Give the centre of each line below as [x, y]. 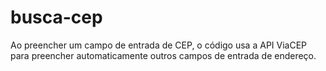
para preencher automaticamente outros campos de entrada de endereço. [163, 55]
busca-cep [56, 17]
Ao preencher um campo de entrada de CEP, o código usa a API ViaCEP [159, 45]
